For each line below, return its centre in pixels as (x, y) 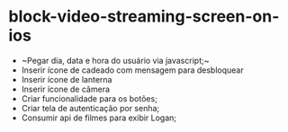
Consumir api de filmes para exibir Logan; (99, 118)
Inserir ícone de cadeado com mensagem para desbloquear (132, 70)
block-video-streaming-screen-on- (144, 17)
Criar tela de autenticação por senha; (90, 108)
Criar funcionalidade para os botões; (90, 98)
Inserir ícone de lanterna (67, 79)
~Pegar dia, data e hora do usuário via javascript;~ (115, 60)
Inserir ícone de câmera (65, 89)
